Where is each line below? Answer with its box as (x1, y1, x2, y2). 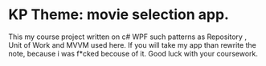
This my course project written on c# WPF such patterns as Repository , (8, 32, 248, 41)
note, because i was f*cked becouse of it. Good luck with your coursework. (8, 49, 259, 58)
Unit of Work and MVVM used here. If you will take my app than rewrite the (8, 40, 257, 49)
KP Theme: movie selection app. (8, 6, 229, 24)
